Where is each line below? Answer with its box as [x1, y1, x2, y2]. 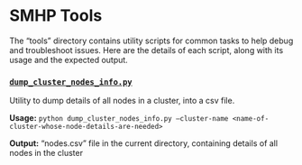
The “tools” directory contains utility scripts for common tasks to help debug [9, 35, 294, 46]
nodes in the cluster [9, 148, 84, 159]
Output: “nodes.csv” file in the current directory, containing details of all [9, 138, 278, 149]
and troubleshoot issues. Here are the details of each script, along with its [9, 44, 284, 55]
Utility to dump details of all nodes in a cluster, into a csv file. [9, 96, 235, 106]
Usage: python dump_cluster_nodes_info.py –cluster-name [9, 113, 229, 124]
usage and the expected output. [9, 54, 128, 65]
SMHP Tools [9, 5, 103, 26]
